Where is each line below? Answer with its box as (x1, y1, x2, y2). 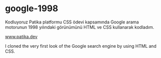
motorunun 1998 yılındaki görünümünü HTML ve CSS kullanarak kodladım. (5, 24, 155, 30)
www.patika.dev (5, 34, 38, 39)
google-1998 (5, 3, 59, 14)
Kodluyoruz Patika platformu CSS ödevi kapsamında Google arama (5, 19, 139, 25)
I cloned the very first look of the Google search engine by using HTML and (5, 43, 157, 49)
